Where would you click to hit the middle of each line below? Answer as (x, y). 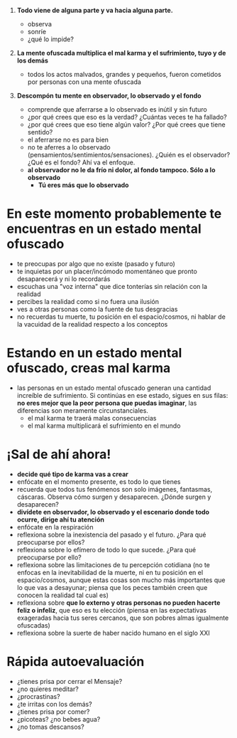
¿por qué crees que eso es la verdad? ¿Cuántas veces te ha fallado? (127, 117)
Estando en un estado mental (94, 353)
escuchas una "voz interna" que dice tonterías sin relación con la (112, 286)
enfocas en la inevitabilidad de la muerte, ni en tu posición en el (110, 572)
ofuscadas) (33, 625)
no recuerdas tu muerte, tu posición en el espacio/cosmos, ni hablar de (121, 317)
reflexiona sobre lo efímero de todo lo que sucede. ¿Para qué (106, 549)
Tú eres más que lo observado (83, 185)
